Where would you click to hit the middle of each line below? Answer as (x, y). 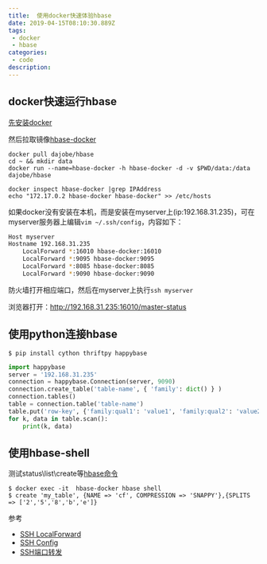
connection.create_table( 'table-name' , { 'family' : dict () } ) (115, 389)
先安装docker (30, 122)
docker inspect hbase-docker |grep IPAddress (85, 189)
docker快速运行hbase (63, 101)
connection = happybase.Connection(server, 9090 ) (92, 382)
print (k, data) (48, 426)
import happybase (37, 367)
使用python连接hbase (63, 335)
